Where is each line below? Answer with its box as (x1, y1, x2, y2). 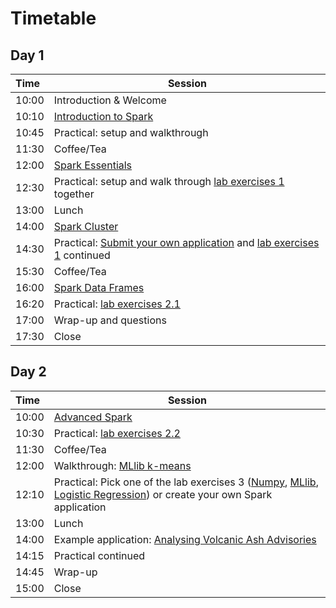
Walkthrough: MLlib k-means (53, 458, 192, 472)
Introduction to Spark (53, 110, 154, 123)
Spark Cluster (53, 220, 119, 233)
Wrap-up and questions (53, 313, 167, 327)
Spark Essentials (53, 158, 133, 172)
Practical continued (53, 548, 146, 562)
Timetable (10, 7, 97, 30)
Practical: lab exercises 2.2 (53, 426, 181, 440)
